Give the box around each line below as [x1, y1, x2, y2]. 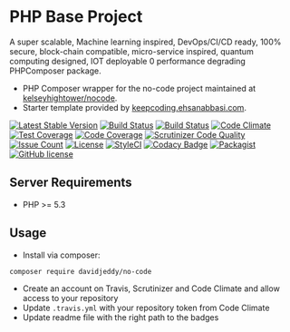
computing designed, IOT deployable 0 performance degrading [9, 55, 246, 66]
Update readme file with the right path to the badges [22, 311, 219, 323]
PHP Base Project [9, 6, 143, 27]
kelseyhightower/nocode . [22, 93, 118, 103]
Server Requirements [9, 175, 133, 190]
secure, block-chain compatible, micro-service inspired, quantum [9, 45, 254, 56]
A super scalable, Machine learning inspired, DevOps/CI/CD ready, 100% [9, 36, 282, 47]
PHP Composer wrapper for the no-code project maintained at [22, 83, 256, 93]
